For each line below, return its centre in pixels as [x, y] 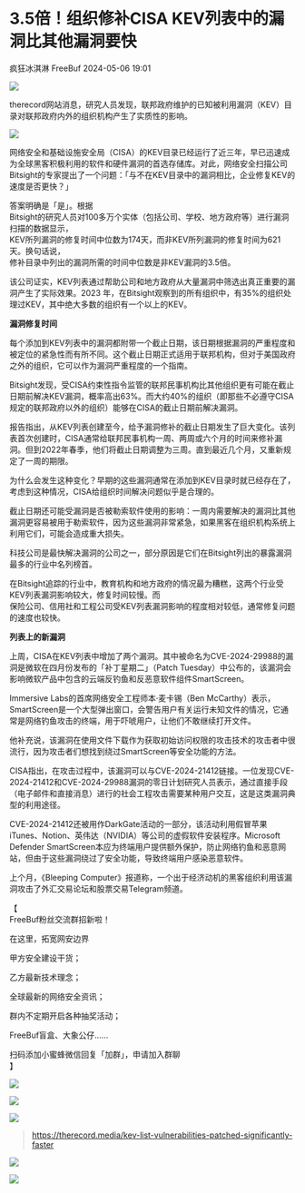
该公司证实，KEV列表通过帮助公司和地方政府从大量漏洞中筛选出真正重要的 [148, 281]
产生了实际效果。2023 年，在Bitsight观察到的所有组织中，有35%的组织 [150, 292]
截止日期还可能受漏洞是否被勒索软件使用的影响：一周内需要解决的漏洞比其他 [152, 510]
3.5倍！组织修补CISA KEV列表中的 [139, 19]
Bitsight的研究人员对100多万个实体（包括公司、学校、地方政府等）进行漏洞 [149, 217]
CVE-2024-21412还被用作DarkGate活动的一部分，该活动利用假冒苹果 [138, 823]
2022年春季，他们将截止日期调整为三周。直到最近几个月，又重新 [162, 449]
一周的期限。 [49, 460]
